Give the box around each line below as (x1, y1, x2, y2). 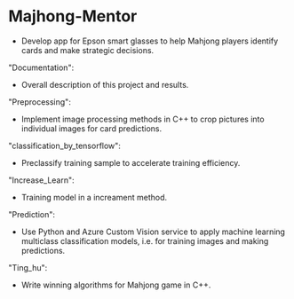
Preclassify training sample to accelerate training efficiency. (20, 157, 241, 168)
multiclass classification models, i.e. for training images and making (20, 235, 269, 246)
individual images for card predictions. (20, 122, 163, 134)
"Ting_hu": (8, 262, 48, 272)
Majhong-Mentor (8, 6, 138, 27)
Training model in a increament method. (20, 192, 168, 202)
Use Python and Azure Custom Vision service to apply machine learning (20, 226, 286, 237)
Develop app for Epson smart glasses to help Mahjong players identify (20, 35, 279, 46)
